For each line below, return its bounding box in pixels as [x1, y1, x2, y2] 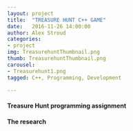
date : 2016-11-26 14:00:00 [7, 23, 91, 30]
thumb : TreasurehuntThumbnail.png [7, 55, 107, 62]
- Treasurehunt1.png [7, 68, 67, 74]
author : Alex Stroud [7, 29, 67, 37]
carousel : [7, 61, 36, 68]
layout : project [7, 10, 54, 17]
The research [7, 117, 47, 125]
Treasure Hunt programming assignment [7, 101, 127, 110]
